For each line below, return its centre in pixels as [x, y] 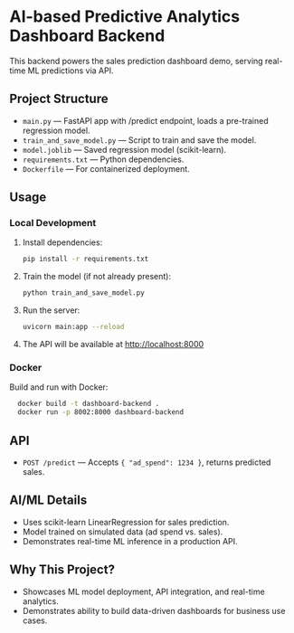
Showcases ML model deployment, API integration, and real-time [143, 591]
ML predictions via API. [71, 71]
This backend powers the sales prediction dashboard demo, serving [137, 61]
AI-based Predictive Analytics [125, 17]
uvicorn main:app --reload [73, 327]
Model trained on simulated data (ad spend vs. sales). [123, 532]
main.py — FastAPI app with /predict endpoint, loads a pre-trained [145, 120]
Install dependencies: [62, 242]
